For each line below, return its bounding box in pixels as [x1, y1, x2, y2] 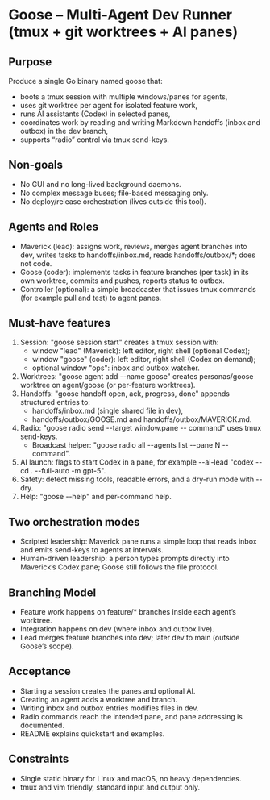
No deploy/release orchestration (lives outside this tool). [19, 196, 207, 206]
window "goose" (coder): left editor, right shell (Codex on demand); [31, 355, 256, 365]
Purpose [8, 55, 52, 69]
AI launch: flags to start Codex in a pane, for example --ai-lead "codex [19, 457, 254, 467]
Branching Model [8, 585, 97, 599]
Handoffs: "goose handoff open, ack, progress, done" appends [19, 389, 230, 398]
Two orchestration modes [8, 515, 140, 529]
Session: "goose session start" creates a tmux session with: [19, 337, 219, 348]
